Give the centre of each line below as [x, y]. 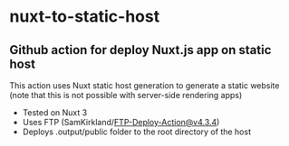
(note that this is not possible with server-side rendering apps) [126, 95]
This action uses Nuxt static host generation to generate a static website [144, 86]
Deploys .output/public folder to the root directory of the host [137, 132]
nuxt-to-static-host [85, 17]
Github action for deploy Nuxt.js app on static [140, 50]
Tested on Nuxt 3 [55, 113]
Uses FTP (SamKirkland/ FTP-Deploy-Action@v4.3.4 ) [121, 122]
